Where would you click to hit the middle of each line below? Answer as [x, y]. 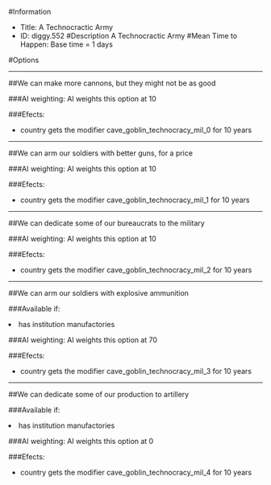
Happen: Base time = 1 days [66, 44]
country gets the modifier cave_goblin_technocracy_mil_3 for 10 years [136, 371]
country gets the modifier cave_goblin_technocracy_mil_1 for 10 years [135, 200]
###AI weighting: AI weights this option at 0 [81, 441]
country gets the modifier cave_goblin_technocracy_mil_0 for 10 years [136, 130]
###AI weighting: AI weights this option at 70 [83, 340]
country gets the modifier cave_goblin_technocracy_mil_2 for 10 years [136, 270]
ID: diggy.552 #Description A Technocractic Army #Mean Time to [129, 36]
